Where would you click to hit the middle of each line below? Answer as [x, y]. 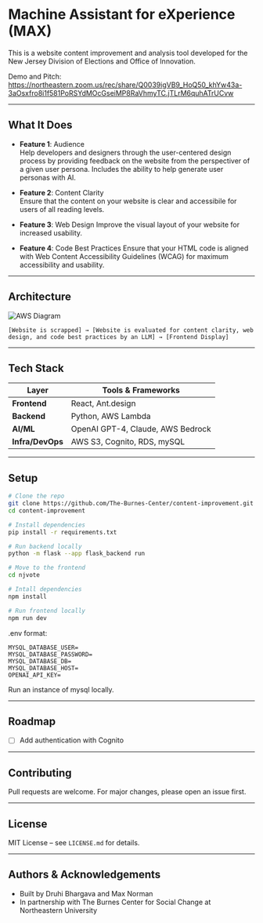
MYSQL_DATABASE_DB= [40, 661]
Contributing [40, 773]
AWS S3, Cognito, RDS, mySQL [128, 442]
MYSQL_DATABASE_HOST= [43, 668]
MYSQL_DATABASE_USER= [43, 648]
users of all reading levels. [62, 209]
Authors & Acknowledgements [85, 875]
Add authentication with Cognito [71, 740]
